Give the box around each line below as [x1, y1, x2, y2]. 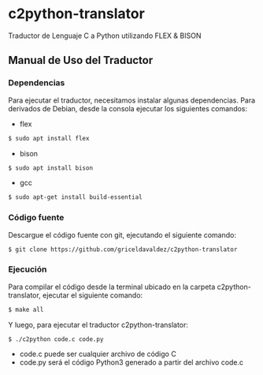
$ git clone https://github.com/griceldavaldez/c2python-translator [8, 246, 238, 253]
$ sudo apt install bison [8, 163, 93, 172]
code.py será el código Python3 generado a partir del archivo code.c [19, 358, 244, 367]
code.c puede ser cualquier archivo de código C [19, 349, 177, 359]
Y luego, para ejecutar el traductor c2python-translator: [8, 320, 189, 329]
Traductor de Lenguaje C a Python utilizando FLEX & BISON [8, 31, 202, 40]
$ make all [8, 306, 44, 313]
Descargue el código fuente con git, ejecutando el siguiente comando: [8, 230, 236, 239]
